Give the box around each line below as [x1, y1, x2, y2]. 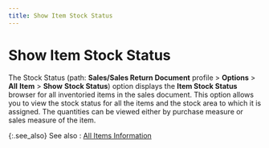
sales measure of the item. [8, 115, 96, 125]
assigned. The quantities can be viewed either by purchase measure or [8, 106, 243, 116]
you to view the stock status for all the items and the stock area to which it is [8, 98, 262, 108]
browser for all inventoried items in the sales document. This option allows [8, 90, 255, 99]
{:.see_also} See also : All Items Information [8, 130, 153, 140]
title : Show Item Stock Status [8, 11, 113, 20]
